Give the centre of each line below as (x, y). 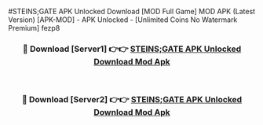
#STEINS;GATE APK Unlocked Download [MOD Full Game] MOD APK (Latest (132, 11)
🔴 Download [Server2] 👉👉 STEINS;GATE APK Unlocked (132, 100)
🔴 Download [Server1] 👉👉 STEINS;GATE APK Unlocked (132, 49)
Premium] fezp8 (34, 28)
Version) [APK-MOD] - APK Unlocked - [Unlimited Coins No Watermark (123, 20)
